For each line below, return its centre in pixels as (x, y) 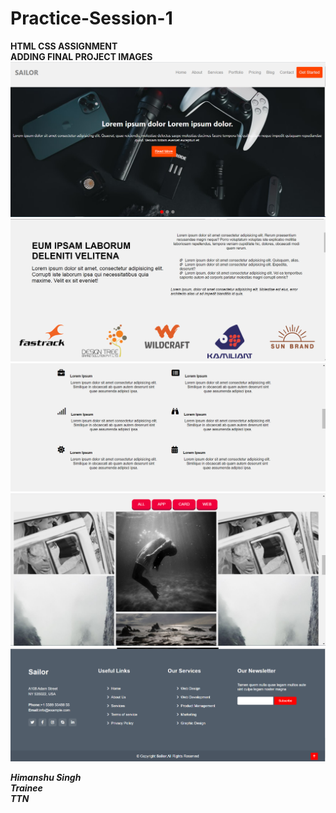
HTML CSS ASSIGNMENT (64, 46)
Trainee (26, 788)
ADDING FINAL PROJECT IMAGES (81, 56)
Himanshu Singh (46, 777)
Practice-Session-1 (91, 18)
